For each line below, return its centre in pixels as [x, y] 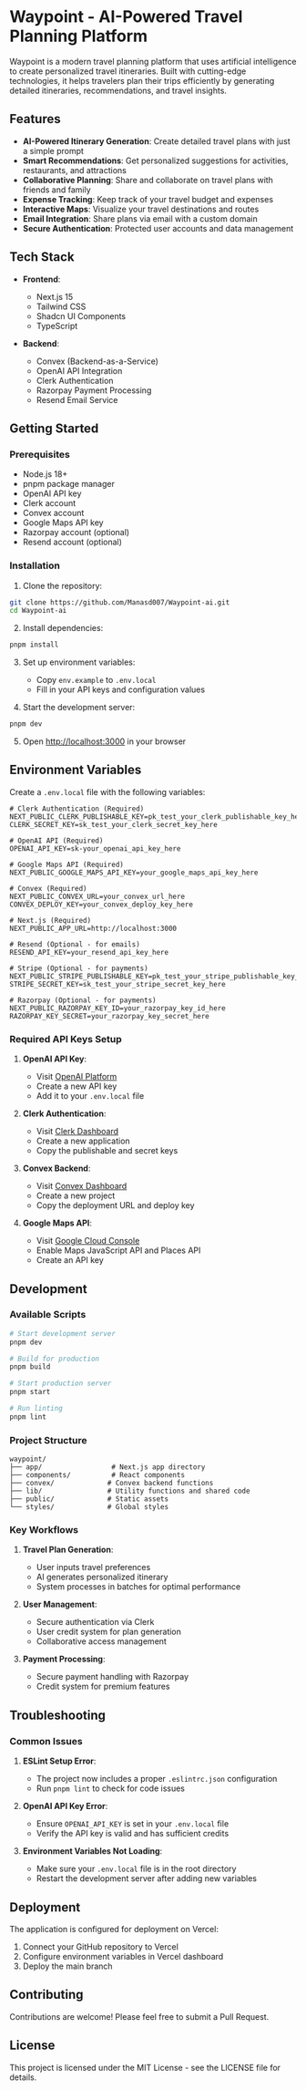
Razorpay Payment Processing [94, 390]
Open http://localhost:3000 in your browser [104, 741]
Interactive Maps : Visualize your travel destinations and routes [141, 209]
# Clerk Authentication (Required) [77, 809]
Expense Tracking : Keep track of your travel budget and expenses [148, 199]
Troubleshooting [58, 1715]
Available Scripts [48, 1315]
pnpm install [34, 645]
